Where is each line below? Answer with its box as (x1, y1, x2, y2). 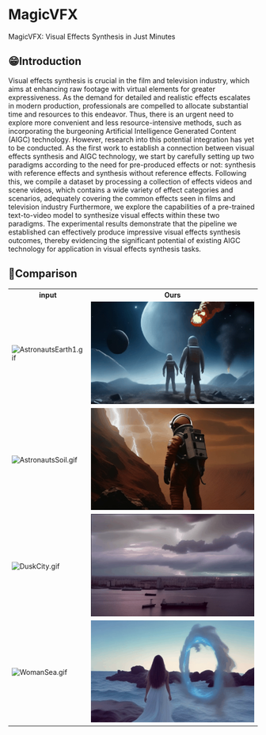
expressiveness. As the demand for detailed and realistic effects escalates (8, 93, 251, 102)
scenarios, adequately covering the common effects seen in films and (8, 193, 236, 203)
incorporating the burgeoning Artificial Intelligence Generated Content (8, 126, 237, 135)
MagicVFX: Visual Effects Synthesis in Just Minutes (8, 32, 176, 41)
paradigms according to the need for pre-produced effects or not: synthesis (8, 160, 256, 169)
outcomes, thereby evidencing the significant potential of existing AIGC (8, 235, 241, 245)
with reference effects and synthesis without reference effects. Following (8, 168, 247, 177)
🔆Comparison (8, 267, 78, 280)
